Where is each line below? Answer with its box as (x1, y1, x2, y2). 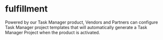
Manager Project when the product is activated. (5, 29, 100, 35)
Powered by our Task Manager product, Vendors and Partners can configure (5, 19, 158, 25)
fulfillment (5, 3, 48, 14)
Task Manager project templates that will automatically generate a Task (5, 24, 147, 30)
